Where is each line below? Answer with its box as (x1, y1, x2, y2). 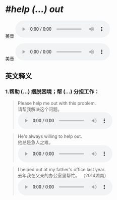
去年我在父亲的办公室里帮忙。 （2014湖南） (17, 172, 109, 178)
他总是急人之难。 (17, 139, 53, 145)
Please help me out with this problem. (17, 100, 96, 106)
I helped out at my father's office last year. (17, 166, 106, 172)
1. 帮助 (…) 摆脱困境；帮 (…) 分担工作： (5, 88, 100, 95)
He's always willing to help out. (17, 133, 82, 139)
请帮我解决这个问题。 (17, 106, 62, 112)
